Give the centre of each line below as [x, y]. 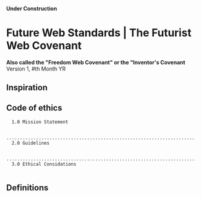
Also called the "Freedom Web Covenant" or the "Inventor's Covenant [96, 62]
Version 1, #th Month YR [36, 69]
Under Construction [32, 8]
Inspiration [27, 87]
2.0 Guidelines [31, 143]
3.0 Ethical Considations [44, 164]
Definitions [27, 188]
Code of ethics [34, 108]
